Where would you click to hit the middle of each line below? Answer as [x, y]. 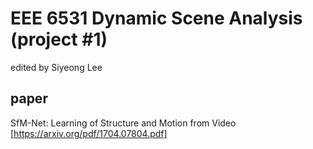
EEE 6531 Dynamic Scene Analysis [156, 18]
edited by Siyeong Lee [56, 67]
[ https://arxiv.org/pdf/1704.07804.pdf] [89, 133]
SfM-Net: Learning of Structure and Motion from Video [123, 123]
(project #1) [59, 39]
